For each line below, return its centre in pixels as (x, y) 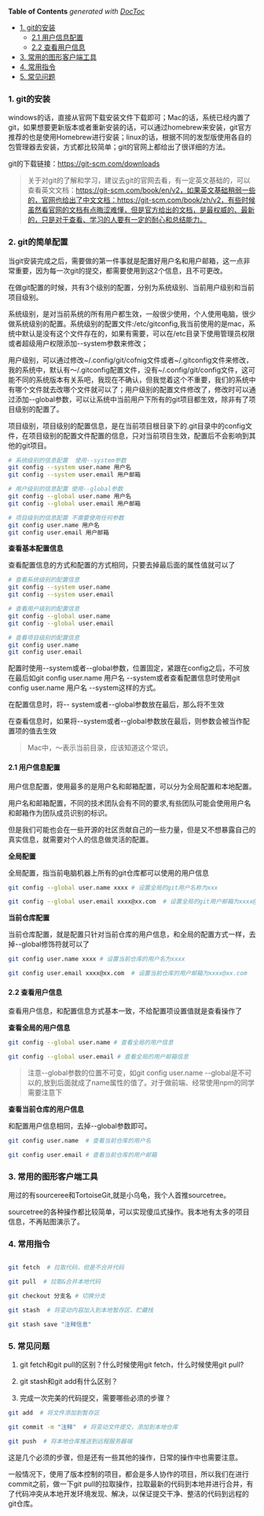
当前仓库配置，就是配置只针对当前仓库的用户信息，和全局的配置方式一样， (128, 934)
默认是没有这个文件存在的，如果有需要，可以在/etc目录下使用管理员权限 (138, 333)
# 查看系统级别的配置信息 (44, 580)
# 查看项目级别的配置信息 (44, 637)
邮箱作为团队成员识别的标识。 (63, 813)
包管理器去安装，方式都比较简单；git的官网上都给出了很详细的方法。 (119, 147)
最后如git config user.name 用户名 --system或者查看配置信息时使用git (127, 678)
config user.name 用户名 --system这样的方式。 (84, 688)
